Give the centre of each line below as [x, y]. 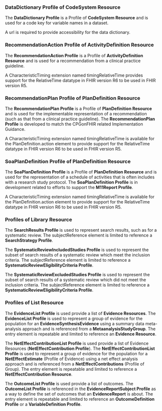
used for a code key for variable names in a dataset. [57, 23]
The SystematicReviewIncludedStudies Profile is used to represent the [77, 250]
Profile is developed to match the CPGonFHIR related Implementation [74, 124]
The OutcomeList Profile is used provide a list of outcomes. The [69, 383]
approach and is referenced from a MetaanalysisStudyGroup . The [89, 329]
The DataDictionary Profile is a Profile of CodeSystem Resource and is [77, 18]
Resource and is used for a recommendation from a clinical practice [73, 61]
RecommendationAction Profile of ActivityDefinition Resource [80, 45]
